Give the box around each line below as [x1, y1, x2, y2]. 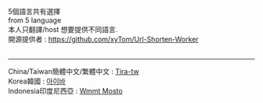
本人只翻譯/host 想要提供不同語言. [8, 25, 118, 34]
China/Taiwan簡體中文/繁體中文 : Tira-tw [8, 67, 139, 76]
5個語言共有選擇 [8, 7, 61, 16]
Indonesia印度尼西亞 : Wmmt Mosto [8, 87, 123, 95]
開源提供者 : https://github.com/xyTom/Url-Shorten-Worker [8, 34, 199, 44]
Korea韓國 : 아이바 [8, 76, 66, 86]
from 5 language [8, 16, 62, 25]
